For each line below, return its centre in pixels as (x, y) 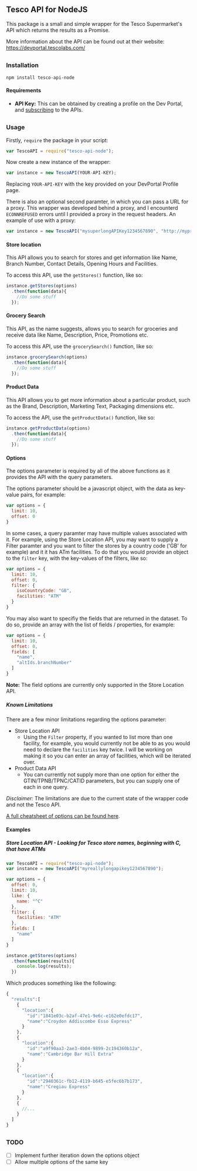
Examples (18, 829)
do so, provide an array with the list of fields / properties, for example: (91, 625)
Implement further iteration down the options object (77, 1155)
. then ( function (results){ (43, 961)
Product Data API (35, 768)
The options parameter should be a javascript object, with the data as (90, 489)
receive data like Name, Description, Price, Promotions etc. (77, 335)
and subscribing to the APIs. (49, 110)
